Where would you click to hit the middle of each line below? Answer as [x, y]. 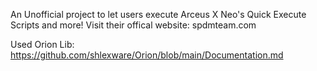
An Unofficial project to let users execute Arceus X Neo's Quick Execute [158, 14]
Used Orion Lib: [42, 44]
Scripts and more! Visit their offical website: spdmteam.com [133, 25]
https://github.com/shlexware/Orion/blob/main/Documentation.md [147, 55]
